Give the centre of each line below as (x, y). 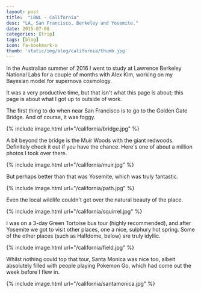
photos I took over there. (37, 153)
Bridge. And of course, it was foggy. (51, 117)
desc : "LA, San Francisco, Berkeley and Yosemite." (72, 23)
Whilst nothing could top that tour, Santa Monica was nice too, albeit (91, 259)
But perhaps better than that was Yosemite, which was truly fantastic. (92, 176)
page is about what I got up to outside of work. (64, 99)
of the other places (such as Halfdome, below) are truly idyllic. (83, 236)
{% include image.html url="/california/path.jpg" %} (70, 188)
